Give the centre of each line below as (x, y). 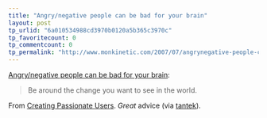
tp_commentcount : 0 (41, 45)
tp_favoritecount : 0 (43, 38)
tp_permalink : (32, 52)
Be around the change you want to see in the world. (112, 90)
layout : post (30, 23)
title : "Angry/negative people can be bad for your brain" (108, 15)
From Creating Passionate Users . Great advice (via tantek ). (104, 105)
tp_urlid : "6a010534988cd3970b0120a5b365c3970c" (90, 30)
